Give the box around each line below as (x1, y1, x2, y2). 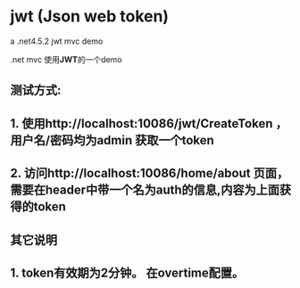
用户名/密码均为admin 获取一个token (10, 132, 215, 148)
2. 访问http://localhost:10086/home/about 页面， (10, 166, 289, 181)
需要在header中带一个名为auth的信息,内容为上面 (10, 183, 280, 198)
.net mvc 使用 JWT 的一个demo (10, 53, 123, 64)
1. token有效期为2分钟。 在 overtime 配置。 (10, 265, 245, 280)
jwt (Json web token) (10, 6, 169, 27)
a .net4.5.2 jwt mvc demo (10, 36, 104, 46)
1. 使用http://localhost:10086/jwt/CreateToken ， (10, 116, 288, 131)
